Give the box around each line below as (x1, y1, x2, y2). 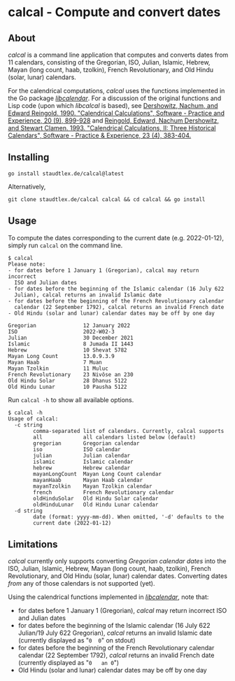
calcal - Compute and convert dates (8, 4, 221, 20)
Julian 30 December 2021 (8, 334, 134, 341)
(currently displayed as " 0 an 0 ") (17, 659, 120, 667)
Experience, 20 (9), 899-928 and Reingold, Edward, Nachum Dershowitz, (8, 116, 220, 125)
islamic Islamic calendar (33, 458, 134, 465)
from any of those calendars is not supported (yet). (8, 579, 156, 588)
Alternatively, (8, 182, 46, 191)
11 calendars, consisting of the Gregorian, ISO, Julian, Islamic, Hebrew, (8, 58, 211, 67)
